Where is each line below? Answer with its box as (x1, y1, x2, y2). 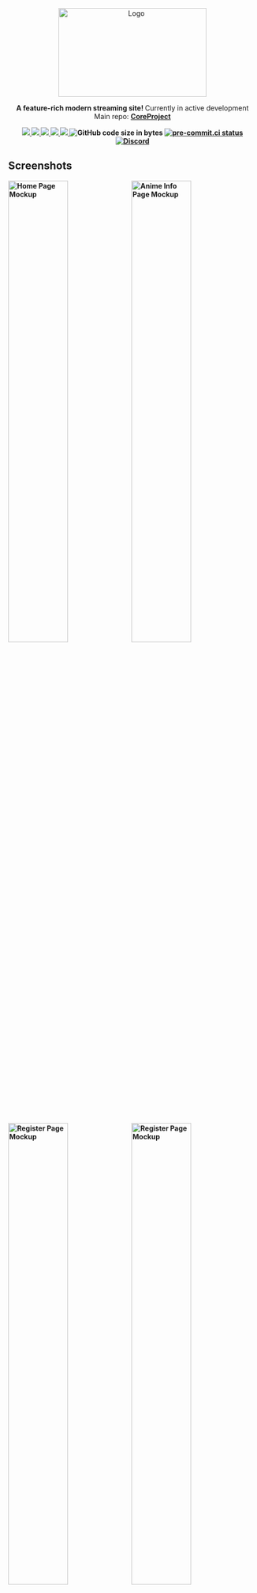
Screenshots (8, 159, 73, 173)
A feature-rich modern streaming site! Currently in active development (16, 103, 249, 113)
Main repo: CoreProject (94, 112, 171, 121)
